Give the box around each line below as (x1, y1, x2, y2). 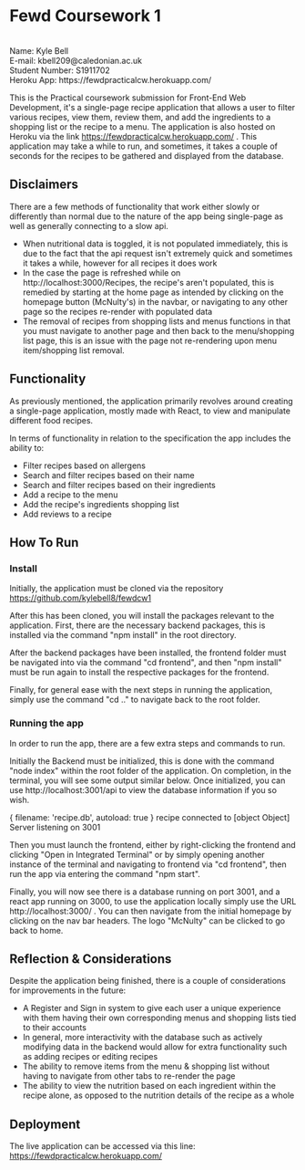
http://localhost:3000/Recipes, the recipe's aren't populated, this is (22, 277, 275, 287)
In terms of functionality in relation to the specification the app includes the (9, 433, 291, 444)
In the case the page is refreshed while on (22, 266, 181, 278)
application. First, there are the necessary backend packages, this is (9, 620, 266, 631)
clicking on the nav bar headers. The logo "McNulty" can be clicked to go (9, 914, 285, 926)
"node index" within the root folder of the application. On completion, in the (9, 765, 291, 776)
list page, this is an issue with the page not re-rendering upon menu (22, 335, 278, 346)
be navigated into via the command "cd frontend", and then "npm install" (9, 657, 282, 668)
